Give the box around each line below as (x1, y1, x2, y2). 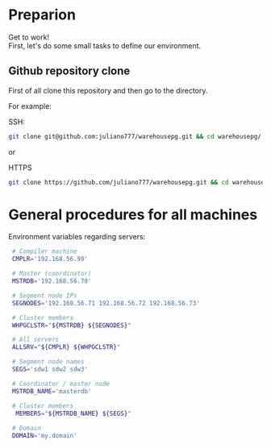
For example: (8, 101, 52, 110)
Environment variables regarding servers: (8, 232, 146, 242)
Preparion (8, 6, 77, 24)
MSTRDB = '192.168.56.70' (11, 277, 92, 285)
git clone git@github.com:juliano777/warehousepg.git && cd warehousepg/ (8, 132, 262, 140)
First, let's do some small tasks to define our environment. (8, 40, 202, 50)
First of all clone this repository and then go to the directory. (8, 85, 208, 95)
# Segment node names (11, 358, 85, 366)
